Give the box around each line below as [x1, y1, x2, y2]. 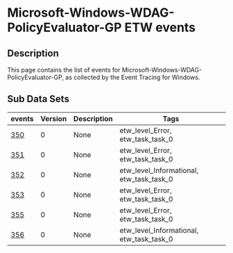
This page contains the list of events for [7, 66, 121, 74]
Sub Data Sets [7, 93, 69, 105]
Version [40, 113, 67, 123]
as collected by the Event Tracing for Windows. [65, 73, 200, 81]
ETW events [124, 19, 196, 35]
